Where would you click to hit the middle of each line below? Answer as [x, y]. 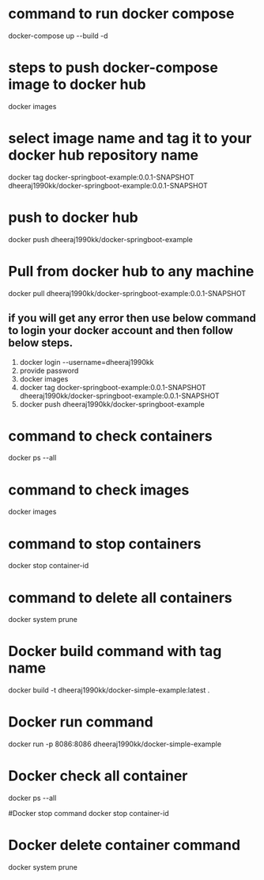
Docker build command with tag [115, 652]
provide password [49, 370]
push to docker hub [73, 218]
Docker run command [81, 722]
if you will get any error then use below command [132, 319]
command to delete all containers [120, 597]
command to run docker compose [121, 14]
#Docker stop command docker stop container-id [89, 814]
